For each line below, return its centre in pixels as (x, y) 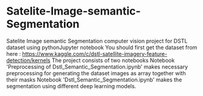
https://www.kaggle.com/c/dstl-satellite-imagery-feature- (95, 53)
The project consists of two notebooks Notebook (113, 60)
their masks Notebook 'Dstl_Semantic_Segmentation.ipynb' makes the (94, 80)
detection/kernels (28, 60)
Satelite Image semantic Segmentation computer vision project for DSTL (97, 41)
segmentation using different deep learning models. (71, 86)
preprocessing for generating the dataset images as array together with (96, 73)
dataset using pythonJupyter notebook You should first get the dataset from (102, 47)
